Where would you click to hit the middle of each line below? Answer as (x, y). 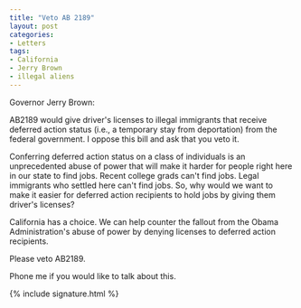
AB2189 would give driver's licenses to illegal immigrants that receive (138, 119)
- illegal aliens (42, 77)
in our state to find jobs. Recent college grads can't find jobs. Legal (134, 175)
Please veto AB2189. (47, 258)
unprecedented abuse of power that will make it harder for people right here (151, 166)
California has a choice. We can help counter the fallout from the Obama (144, 221)
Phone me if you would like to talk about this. (93, 275)
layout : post (34, 26)
